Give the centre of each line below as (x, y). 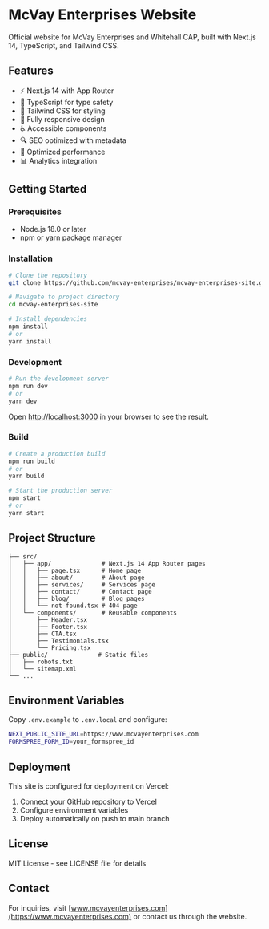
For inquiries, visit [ (40, 907)
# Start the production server (60, 491)
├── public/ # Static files (78, 655)
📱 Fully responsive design (62, 119)
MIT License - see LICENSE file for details (77, 863)
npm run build (32, 461)
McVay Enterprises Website (102, 15)
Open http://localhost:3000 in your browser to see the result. (109, 416)
